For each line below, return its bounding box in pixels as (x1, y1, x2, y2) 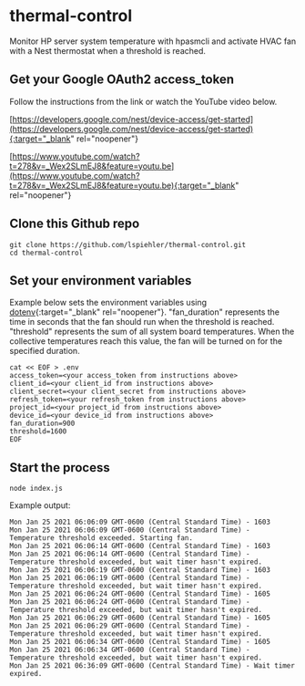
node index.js (9, 484, 64, 494)
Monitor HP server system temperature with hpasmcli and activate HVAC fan (9, 36, 297, 47)
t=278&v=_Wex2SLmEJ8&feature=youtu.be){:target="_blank (9, 180, 236, 191)
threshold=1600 (9, 427, 67, 436)
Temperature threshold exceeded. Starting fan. (9, 534, 194, 543)
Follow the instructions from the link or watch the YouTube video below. (9, 96, 278, 107)
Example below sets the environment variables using (9, 297, 208, 308)
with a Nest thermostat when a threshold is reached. (9, 45, 207, 56)
